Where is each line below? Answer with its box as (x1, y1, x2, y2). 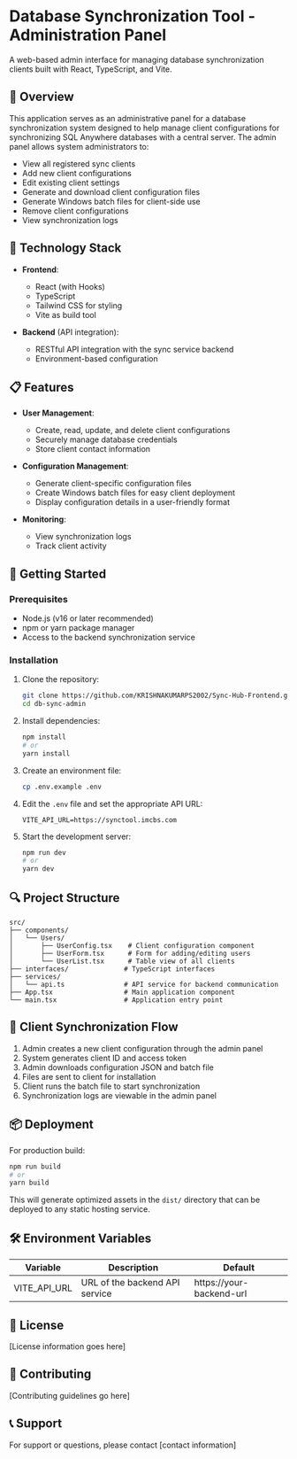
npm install (21, 733, 66, 741)
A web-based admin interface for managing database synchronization (9, 54, 265, 65)
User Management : (21, 407, 95, 418)
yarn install (21, 749, 71, 758)
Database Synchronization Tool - (9, 6, 256, 27)
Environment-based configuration (34, 353, 158, 364)
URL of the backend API (80, 1277, 180, 1289)
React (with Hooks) (34, 281, 106, 291)
